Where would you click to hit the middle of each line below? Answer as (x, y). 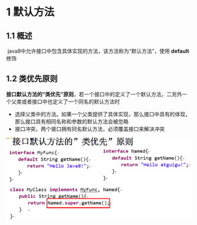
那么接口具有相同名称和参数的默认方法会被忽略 (71, 121)
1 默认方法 (30, 12)
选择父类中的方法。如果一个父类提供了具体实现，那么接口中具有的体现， (102, 114)
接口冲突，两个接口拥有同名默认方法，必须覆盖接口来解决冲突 (90, 129)
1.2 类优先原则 (32, 79)
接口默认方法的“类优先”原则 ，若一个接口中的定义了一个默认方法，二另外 (94, 94)
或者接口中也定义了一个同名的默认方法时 (70, 102)
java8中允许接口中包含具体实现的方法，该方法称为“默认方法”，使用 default (98, 51)
